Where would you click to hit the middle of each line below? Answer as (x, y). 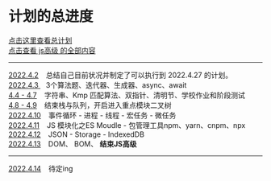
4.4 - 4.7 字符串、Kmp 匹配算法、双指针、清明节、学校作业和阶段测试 (127, 95)
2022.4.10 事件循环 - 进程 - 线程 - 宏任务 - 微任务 (92, 115)
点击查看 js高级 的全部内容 (52, 50)
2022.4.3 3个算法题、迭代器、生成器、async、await (98, 84)
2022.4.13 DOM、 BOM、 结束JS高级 (73, 144)
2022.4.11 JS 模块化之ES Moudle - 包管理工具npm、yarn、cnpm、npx (127, 125)
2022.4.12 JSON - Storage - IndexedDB (77, 134)
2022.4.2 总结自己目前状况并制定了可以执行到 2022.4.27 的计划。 (120, 75)
